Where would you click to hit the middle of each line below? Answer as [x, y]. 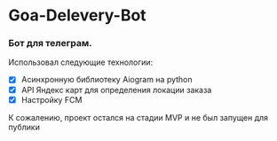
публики [24, 127]
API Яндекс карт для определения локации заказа [116, 90]
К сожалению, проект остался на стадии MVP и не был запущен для [138, 117]
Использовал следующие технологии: [81, 62]
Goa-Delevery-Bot [78, 16]
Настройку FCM [51, 99]
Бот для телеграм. [50, 43]
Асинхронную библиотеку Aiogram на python [107, 80]
